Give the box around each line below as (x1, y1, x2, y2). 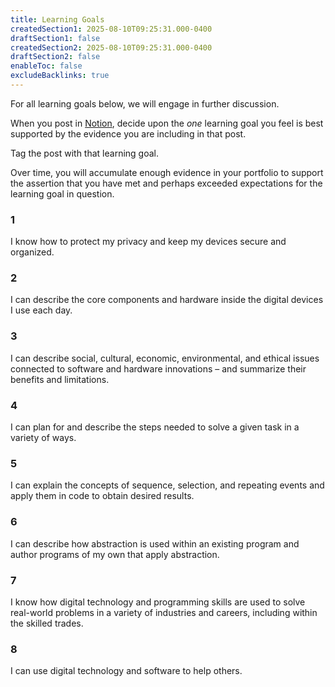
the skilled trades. (10, 617, 84, 629)
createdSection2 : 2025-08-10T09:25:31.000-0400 (10, 42, 213, 53)
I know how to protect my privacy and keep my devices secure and (10, 236, 287, 248)
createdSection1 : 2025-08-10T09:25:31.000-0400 (10, 24, 213, 34)
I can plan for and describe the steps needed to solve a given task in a (10, 421, 300, 433)
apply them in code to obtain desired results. (10, 490, 195, 502)
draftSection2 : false (10, 52, 101, 62)
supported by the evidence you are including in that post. (10, 127, 247, 140)
